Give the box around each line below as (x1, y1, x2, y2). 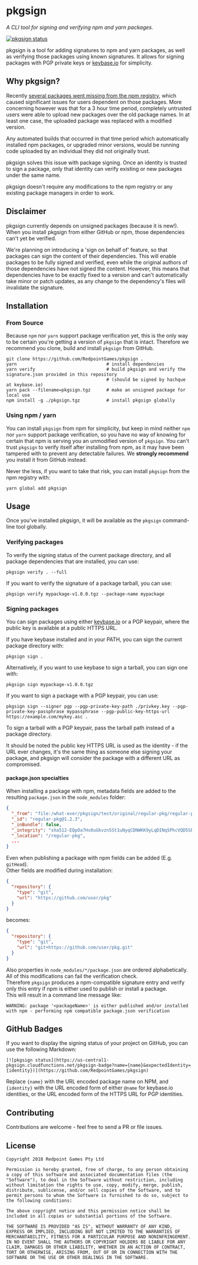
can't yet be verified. (6, 235, 57, 242)
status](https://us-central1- (35, 1057, 110, 1063)
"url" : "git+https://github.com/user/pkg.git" (16, 944, 133, 950)
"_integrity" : (11, 827, 46, 833)
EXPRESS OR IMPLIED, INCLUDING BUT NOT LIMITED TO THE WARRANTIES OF (6, 1229, 181, 1235)
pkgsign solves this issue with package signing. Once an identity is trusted (6, 158, 187, 166)
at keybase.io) (6, 382, 44, 388)
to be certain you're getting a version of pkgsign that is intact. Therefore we (6, 338, 189, 345)
